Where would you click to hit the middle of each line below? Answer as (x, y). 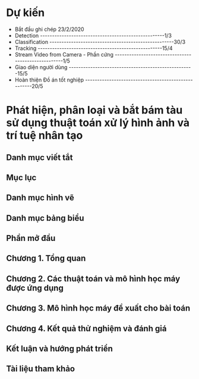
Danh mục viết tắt (40, 157)
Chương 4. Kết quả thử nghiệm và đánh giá (86, 328)
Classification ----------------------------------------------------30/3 (100, 42)
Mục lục (21, 178)
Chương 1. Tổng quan (46, 259)
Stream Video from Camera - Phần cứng (64, 54)
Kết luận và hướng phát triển (59, 349)
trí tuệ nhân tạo (45, 135)
